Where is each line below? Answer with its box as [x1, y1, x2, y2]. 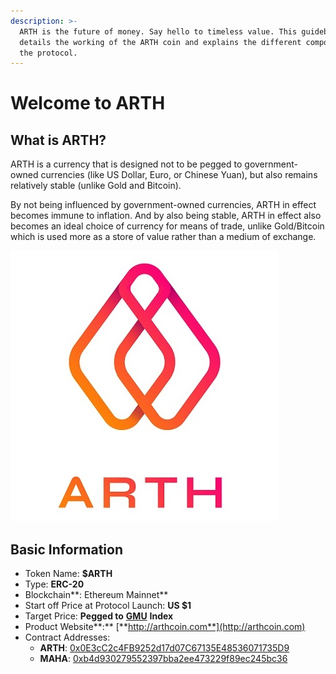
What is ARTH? [10, 131, 107, 149]
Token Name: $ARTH [24, 568, 113, 580]
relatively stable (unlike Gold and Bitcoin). [10, 180, 182, 192]
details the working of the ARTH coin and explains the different [19, 37, 302, 47]
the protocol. [19, 48, 78, 58]
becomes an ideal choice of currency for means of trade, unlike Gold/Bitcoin [10, 220, 325, 232]
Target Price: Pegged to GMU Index [24, 610, 174, 622]
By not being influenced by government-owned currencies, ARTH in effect [10, 199, 317, 211]
